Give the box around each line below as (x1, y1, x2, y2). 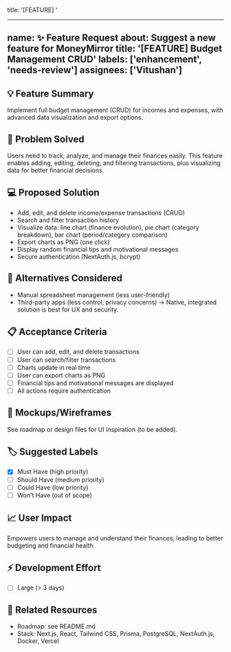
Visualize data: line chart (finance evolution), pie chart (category (16, 223, 199, 231)
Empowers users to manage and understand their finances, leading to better (7, 534, 223, 542)
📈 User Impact (7, 512, 72, 524)
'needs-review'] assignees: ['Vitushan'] (7, 65, 182, 76)
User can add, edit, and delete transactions (16, 347, 140, 356)
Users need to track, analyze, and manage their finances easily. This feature (7, 151, 223, 160)
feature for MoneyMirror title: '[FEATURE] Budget (7, 43, 222, 54)
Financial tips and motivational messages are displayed (16, 378, 174, 387)
